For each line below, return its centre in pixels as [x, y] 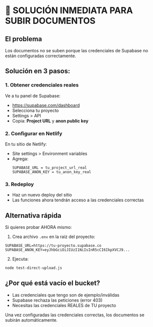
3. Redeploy [20, 184]
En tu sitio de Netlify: [26, 144]
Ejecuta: [20, 259]
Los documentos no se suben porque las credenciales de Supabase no [76, 51]
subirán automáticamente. [31, 320]
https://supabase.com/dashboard [46, 105]
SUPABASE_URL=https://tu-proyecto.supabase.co [53, 246]
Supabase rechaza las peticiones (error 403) [57, 300]
